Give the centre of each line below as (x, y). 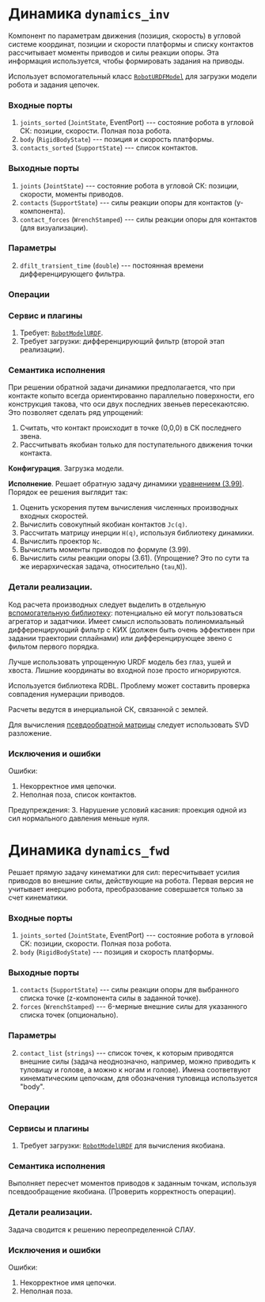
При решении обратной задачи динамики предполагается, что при (122, 387)
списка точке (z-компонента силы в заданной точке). (110, 998)
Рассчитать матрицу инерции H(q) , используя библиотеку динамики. (137, 533)
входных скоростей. (54, 516)
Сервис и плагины (45, 315)
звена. (30, 436)
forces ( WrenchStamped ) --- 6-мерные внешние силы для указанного (133, 1007)
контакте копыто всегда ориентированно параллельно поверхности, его (131, 396)
